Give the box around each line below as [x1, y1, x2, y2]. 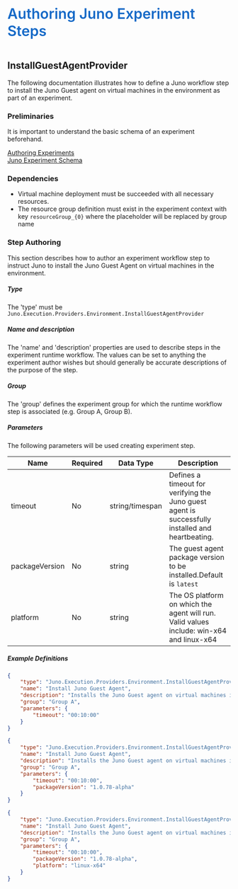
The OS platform [169, 590, 225, 600]
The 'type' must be [7, 302, 63, 311]
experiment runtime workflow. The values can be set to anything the [7, 350, 207, 359]
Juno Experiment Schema [7, 156, 83, 165]
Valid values [169, 616, 210, 626]
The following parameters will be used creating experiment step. [7, 441, 195, 449]
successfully [169, 514, 211, 524]
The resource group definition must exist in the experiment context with [17, 205, 227, 213]
